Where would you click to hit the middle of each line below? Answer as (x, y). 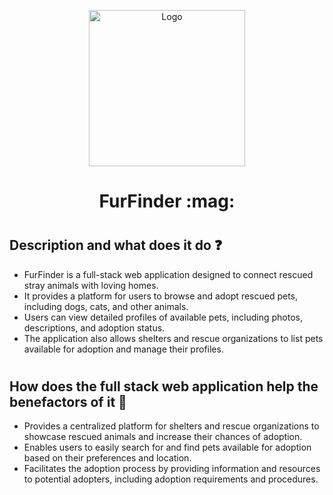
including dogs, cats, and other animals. (106, 306)
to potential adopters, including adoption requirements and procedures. (171, 479)
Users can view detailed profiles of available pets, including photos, (163, 317)
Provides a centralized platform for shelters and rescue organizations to (171, 426)
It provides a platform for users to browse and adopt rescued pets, (161, 296)
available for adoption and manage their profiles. (123, 349)
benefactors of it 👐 (68, 401)
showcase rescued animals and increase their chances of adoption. (163, 437)
